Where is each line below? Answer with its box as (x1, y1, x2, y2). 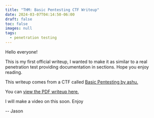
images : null (5, 26, 32, 31)
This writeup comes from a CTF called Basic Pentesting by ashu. (5, 78, 138, 85)
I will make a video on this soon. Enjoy (5, 98, 83, 104)
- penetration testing (9, 35, 57, 40)
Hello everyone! (5, 48, 38, 55)
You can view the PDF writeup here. (5, 88, 79, 94)
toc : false (5, 21, 28, 26)
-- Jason (5, 108, 23, 114)
